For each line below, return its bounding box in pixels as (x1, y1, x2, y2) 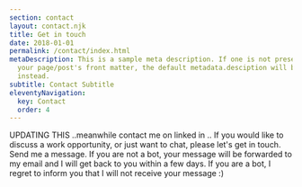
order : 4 (17, 105, 50, 114)
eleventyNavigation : (9, 88, 87, 97)
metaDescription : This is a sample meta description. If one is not (9, 55, 271, 64)
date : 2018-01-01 (9, 38, 75, 48)
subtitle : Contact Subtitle (9, 80, 115, 89)
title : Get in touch (9, 30, 87, 39)
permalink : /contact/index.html (9, 47, 130, 56)
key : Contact (17, 96, 67, 106)
